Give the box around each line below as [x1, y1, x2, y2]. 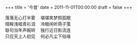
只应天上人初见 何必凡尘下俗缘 [5, 34, 71, 39]
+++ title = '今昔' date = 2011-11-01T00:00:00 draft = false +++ [5, 4, 133, 10]
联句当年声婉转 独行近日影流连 [5, 28, 71, 33]
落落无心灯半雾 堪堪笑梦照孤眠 [5, 15, 71, 21]
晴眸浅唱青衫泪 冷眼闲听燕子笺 [5, 21, 71, 27]
